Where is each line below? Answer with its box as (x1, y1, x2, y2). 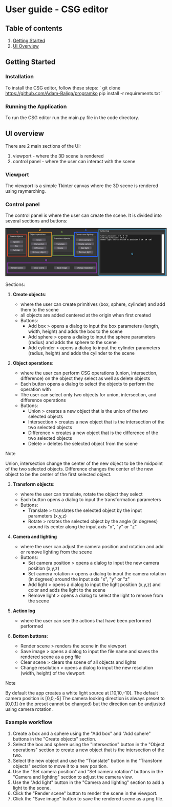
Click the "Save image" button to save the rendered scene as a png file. (12, 795, 164, 801)
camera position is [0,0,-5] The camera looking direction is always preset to (5, 695, 165, 701)
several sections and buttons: (5, 218, 68, 224)
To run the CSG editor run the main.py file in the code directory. (5, 114, 139, 121)
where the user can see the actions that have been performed (20, 617, 152, 623)
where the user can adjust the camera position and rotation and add (20, 543, 164, 549)
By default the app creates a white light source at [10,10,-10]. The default (5, 689, 158, 696)
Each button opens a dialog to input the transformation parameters (20, 496, 161, 502)
